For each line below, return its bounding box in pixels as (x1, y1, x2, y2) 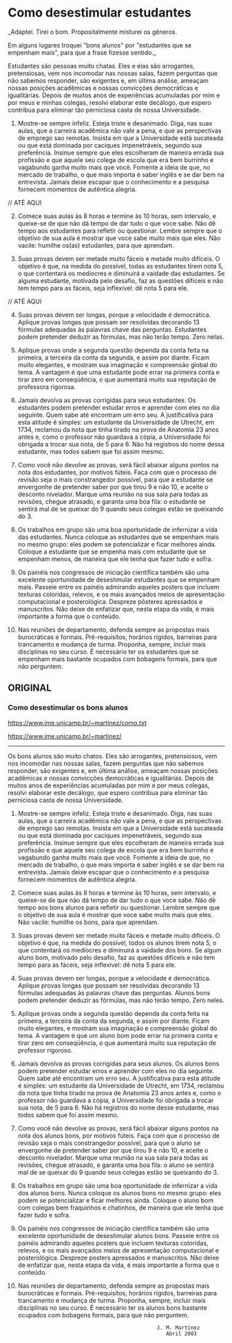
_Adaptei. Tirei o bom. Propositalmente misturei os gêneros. (8, 28, 178, 36)
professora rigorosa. (17, 382, 76, 391)
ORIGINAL (8, 682, 52, 694)
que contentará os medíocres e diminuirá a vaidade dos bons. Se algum (17, 945, 222, 954)
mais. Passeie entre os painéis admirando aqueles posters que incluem (17, 582, 220, 591)
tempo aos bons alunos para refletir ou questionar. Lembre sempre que (17, 903, 220, 912)
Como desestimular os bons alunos (8, 703, 129, 712)
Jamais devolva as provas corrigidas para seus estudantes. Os (17, 395, 196, 404)
